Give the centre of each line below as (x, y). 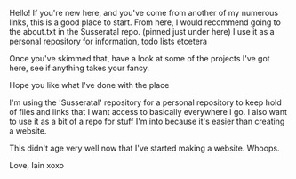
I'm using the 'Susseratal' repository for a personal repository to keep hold (145, 102)
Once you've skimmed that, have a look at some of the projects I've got (140, 58)
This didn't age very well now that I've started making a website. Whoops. (144, 148)
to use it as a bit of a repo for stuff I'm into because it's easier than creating (147, 121)
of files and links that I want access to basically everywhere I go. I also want (148, 112)
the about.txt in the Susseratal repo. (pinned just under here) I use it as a (142, 32)
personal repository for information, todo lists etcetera (108, 41)
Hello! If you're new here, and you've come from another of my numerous (144, 13)
